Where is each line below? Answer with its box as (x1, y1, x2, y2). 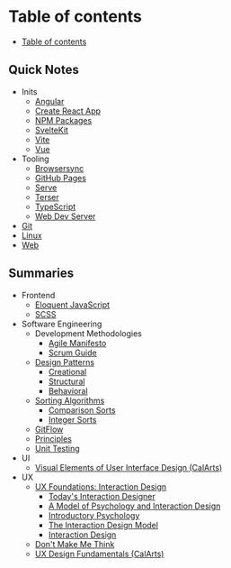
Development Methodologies (34, 327, 143, 339)
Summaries (8, 266, 74, 281)
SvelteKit (34, 124, 69, 135)
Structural (48, 376, 85, 387)
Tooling (21, 153, 50, 164)
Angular (34, 96, 65, 106)
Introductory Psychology (48, 509, 140, 520)
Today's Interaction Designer (48, 490, 156, 501)
